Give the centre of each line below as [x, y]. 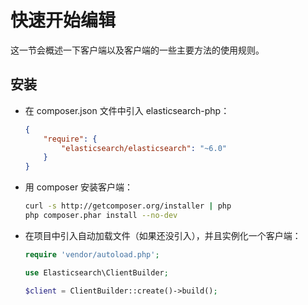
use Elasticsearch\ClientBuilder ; [96, 272]
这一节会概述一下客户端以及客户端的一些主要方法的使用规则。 [137, 50]
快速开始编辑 [63, 20]
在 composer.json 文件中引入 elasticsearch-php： [127, 110]
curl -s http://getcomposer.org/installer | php [128, 206]
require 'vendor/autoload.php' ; [92, 254]
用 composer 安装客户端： [79, 187]
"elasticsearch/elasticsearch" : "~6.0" [144, 148]
